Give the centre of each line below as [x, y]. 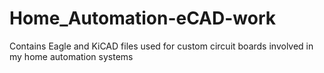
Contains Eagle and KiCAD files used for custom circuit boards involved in [161, 46]
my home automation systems [71, 56]
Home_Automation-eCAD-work [143, 18]
